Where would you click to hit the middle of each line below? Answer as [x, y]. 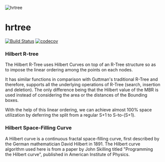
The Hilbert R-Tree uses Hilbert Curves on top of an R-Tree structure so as [81, 65]
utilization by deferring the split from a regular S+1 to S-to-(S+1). [70, 115]
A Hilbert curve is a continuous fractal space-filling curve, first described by [82, 138]
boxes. [12, 100]
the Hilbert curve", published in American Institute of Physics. [67, 154]
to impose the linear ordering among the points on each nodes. [69, 70]
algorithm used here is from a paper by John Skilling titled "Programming [79, 149]
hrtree [18, 28]
